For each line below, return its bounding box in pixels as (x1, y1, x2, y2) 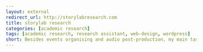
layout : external (5, 8, 50, 15)
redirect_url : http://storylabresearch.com (5, 14, 118, 20)
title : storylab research (5, 20, 71, 26)
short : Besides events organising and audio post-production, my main (5, 36, 188, 42)
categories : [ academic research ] (5, 25, 90, 32)
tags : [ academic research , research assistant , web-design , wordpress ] (5, 31, 190, 37)
